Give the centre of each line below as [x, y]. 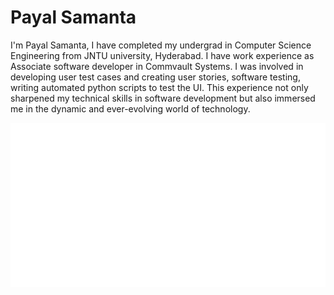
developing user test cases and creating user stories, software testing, [155, 77]
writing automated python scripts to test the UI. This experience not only [159, 87]
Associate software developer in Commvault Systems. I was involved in [157, 66]
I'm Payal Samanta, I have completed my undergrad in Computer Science [161, 45]
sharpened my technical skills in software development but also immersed [163, 98]
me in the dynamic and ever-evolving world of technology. [130, 108]
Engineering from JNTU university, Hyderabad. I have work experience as [162, 55]
